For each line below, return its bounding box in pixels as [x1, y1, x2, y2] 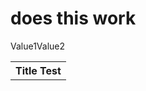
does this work [10, 7, 137, 30]
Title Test [15, 63, 62, 77]
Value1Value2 [10, 40, 66, 52]
